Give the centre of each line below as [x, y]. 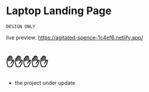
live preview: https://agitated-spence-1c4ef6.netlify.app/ [74, 37]
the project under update [45, 83]
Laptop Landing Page [59, 11]
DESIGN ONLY [21, 27]
